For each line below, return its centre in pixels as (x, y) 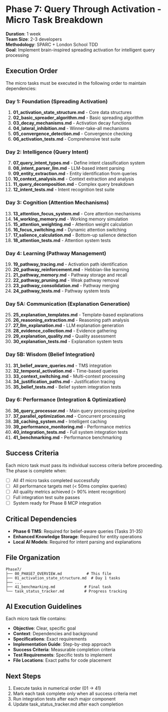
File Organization (33, 558)
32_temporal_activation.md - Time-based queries (65, 371)
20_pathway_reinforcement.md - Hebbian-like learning (71, 269)
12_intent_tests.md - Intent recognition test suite (64, 190)
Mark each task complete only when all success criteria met (75, 693)
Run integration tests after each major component (64, 699)
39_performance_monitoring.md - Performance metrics (72, 427)
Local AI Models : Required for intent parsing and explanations (77, 542)
